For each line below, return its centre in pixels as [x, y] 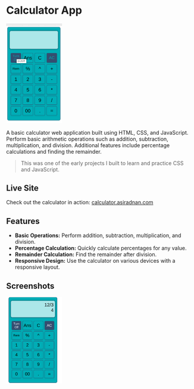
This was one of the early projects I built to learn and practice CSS [102, 163]
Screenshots [30, 286]
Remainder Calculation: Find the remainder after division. [86, 254]
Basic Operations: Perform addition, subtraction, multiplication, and [98, 235]
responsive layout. [37, 267]
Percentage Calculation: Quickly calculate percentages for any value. [101, 248]
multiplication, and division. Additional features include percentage [88, 145]
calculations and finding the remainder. [54, 151]
